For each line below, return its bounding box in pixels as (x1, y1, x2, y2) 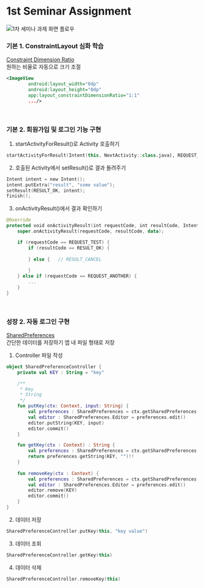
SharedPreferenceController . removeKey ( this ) (6, 576, 121, 582)
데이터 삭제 (15, 564, 42, 571)
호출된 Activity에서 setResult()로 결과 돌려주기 (15, 164, 126, 171)
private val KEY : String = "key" (17, 369, 104, 375)
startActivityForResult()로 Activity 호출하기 (15, 140, 120, 147)
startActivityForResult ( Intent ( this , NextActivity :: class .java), (6, 152, 175, 159)
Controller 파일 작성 (15, 351, 63, 359)
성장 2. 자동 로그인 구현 (6, 317, 70, 326)
